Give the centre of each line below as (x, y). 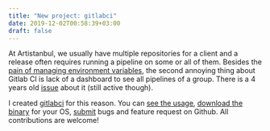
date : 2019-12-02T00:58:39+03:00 (64, 23)
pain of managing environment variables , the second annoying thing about (132, 71)
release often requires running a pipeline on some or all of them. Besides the (135, 62)
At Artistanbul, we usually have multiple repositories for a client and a (123, 54)
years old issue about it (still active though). (81, 88)
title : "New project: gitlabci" (62, 16)
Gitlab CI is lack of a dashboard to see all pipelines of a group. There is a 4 (132, 79)
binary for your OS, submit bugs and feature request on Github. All (118, 112)
